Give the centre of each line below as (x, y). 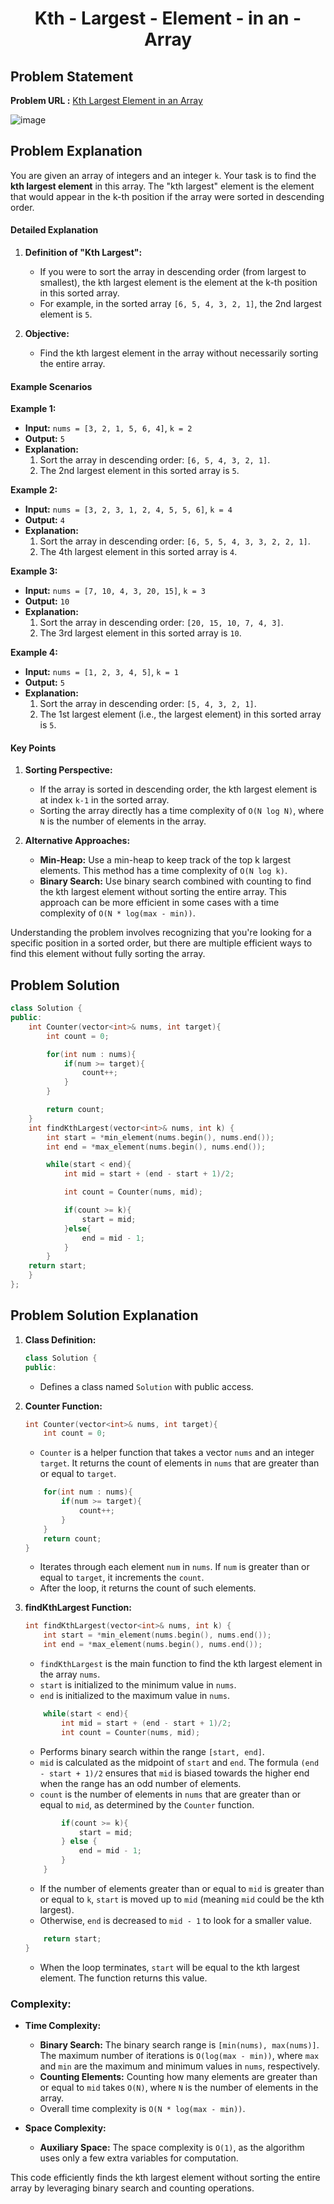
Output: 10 (47, 601)
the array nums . (70, 1674)
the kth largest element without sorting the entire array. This (163, 892)
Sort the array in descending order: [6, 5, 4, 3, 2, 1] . (155, 460)
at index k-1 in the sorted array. (104, 800)
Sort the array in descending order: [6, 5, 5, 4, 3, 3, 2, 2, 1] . (175, 541)
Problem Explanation (76, 151)
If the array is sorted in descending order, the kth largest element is (178, 789)
